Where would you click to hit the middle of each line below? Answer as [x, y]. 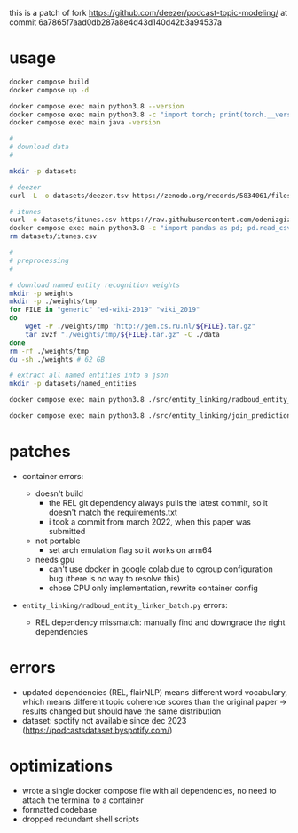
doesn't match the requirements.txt [113, 512]
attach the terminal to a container [82, 800]
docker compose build [49, 82]
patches [40, 452]
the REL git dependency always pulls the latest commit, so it [158, 502]
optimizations [61, 766]
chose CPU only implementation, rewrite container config [153, 588]
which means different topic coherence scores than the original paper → [154, 701]
